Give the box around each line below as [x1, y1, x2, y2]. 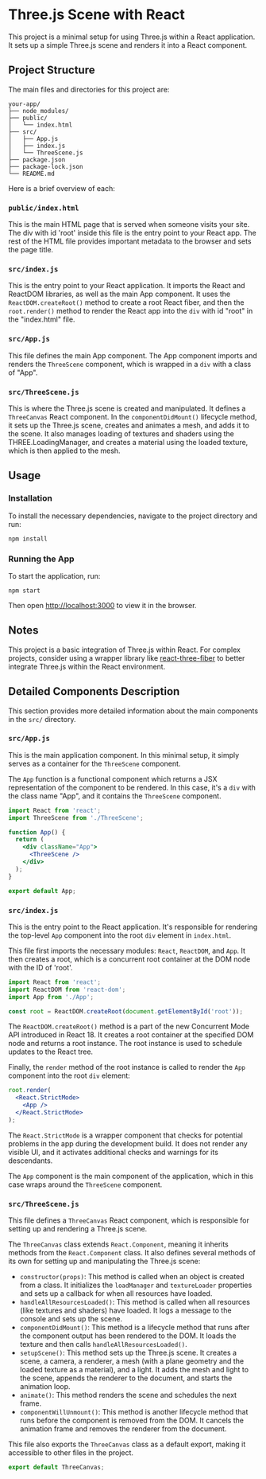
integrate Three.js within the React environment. [8, 661, 166, 671]
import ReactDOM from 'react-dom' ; [8, 985, 126, 993]
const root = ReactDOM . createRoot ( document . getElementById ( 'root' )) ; [8, 1007, 244, 1016]
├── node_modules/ [8, 107, 69, 115]
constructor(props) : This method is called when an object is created [19, 1272, 245, 1282]
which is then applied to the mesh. [8, 446, 121, 455]
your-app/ [8, 100, 41, 108]
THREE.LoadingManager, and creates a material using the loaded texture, [8, 437, 249, 447]
